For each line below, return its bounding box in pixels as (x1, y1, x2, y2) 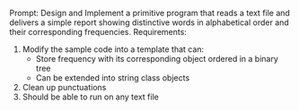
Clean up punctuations (22, 82, 107, 92)
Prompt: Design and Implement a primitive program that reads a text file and (9, 8, 290, 18)
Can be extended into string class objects (35, 73, 190, 83)
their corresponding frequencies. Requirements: (9, 27, 187, 37)
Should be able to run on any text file (22, 91, 159, 102)
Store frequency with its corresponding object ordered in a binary (35, 54, 278, 64)
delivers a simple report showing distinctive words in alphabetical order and (9, 17, 289, 28)
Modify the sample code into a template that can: (22, 44, 205, 55)
